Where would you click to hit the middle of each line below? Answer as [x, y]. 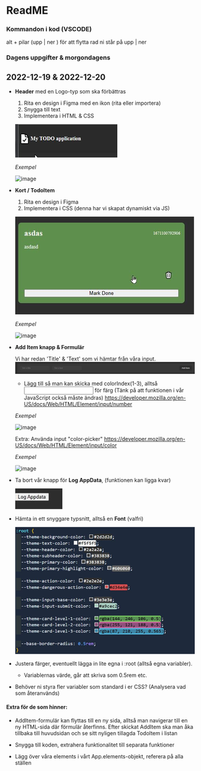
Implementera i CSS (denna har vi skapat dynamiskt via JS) [97, 208]
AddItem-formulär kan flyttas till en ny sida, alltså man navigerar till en [101, 720]
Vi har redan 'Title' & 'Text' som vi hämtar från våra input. [85, 359]
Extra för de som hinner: [37, 707]
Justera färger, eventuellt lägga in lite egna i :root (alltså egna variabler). [103, 664]
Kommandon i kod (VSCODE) [49, 29]
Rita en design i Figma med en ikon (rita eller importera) [92, 103]
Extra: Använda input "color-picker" [59, 439]
